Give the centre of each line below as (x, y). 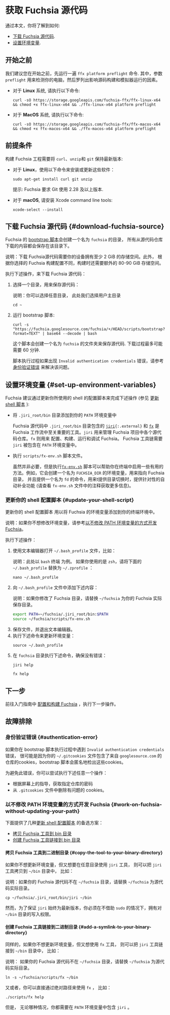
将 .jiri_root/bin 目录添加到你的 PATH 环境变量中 (64, 415)
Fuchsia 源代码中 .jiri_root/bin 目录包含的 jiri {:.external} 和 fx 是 (86, 426)
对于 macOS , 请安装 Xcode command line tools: (62, 200)
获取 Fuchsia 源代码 (46, 10)
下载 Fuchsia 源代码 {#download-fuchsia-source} (85, 226)
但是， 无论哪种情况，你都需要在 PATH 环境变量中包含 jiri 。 (69, 1007)
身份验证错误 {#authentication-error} (52, 737)
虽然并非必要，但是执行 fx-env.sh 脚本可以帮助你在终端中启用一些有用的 (88, 467)
